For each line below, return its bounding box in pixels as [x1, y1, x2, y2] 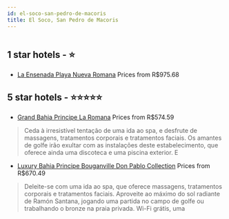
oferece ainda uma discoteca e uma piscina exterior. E [23, 149, 179, 157]
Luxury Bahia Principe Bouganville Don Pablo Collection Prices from [17, 162, 210, 170]
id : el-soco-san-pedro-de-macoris [7, 10, 107, 17]
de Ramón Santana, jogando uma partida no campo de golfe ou [23, 197, 205, 205]
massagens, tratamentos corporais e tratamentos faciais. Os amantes [23, 134, 222, 142]
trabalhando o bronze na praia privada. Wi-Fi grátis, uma [23, 205, 186, 213]
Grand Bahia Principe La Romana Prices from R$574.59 [17, 113, 175, 121]
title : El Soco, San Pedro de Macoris [7, 17, 119, 23]
